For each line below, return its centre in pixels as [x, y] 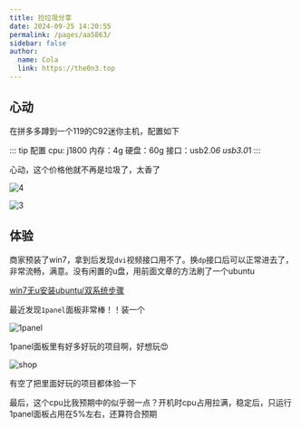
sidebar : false [38, 43]
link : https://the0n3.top [67, 69]
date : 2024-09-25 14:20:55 [60, 26]
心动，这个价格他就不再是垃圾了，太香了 [85, 170]
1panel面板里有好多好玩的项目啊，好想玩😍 [89, 346]
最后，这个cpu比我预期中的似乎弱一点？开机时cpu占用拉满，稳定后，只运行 [150, 402]
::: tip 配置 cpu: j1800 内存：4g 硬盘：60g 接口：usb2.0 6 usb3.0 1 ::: [135, 150]
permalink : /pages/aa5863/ [60, 34]
